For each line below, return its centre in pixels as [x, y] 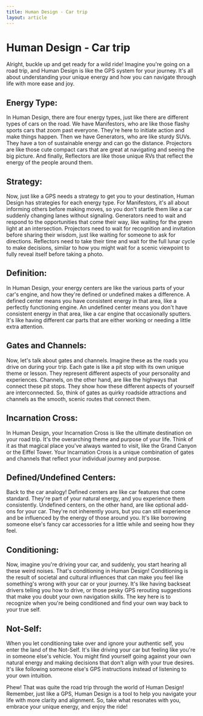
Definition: [27, 273]
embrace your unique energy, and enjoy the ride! [67, 706]
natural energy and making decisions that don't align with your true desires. [100, 663]
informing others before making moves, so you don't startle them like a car [99, 209]
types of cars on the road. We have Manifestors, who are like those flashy [98, 124]
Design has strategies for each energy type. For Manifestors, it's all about [98, 203]
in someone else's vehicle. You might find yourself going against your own [99, 656]
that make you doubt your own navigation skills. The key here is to [89, 597]
